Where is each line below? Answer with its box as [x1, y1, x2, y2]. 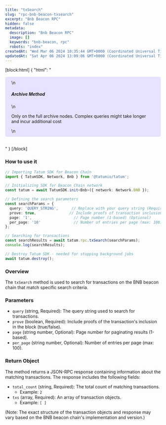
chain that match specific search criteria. [5, 284, 88, 290]
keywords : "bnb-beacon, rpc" [9, 40, 70, 45]
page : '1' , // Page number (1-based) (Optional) [9, 215, 152, 220]
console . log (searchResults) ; [5, 243, 65, 248]
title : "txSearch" [5, 7, 43, 12]
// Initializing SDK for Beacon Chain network [5, 183, 103, 188]
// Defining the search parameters [5, 197, 79, 202]
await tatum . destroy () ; [5, 256, 54, 261]
